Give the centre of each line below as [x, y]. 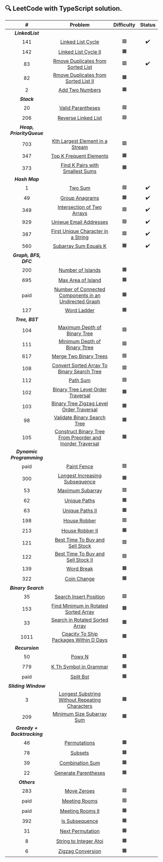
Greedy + [27, 728]
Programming [27, 457]
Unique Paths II [80, 511]
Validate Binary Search [80, 417]
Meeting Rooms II [80, 811]
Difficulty [124, 25]
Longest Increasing [80, 475]
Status [148, 25]
